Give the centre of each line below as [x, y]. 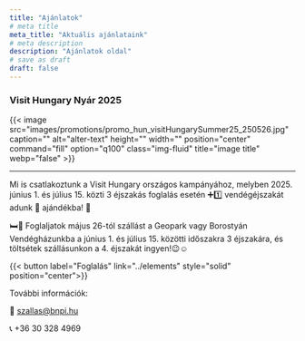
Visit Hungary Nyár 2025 [66, 100]
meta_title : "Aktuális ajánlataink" [79, 34]
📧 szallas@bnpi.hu [44, 311]
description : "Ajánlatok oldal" [70, 52]
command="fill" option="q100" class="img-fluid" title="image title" [135, 149]
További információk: [49, 293]
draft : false [34, 69]
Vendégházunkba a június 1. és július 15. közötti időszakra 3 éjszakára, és [147, 239]
